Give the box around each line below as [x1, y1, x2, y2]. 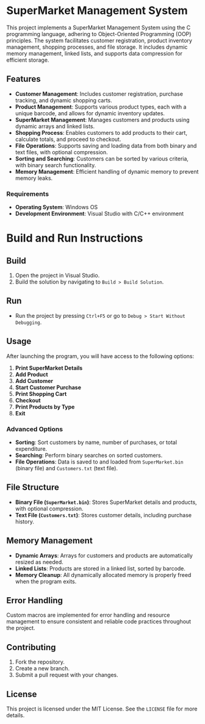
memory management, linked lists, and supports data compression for [6, 49, 183, 57]
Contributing [6, 642, 56, 653]
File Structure [6, 482, 59, 493]
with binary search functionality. [15, 161, 96, 168]
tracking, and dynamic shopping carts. [15, 96, 113, 104]
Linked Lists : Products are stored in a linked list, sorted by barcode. [15, 565, 186, 572]
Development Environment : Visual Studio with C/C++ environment [15, 210, 184, 217]
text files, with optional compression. [15, 148, 108, 156]
